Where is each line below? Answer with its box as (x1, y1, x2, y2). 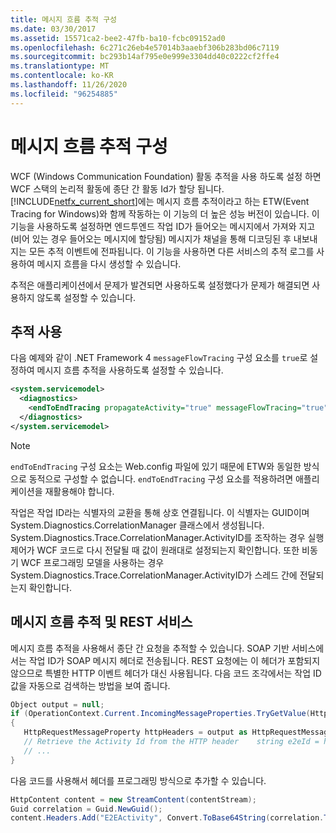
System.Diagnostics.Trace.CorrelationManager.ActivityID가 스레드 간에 (10, 569, 298, 581)
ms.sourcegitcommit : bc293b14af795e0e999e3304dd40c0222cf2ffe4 (10, 52, 280, 62)
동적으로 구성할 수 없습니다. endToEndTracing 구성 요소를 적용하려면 (28, 472, 294, 485)
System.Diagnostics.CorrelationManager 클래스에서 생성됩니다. (10, 519, 265, 531)
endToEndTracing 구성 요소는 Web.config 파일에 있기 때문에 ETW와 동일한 (10, 460, 302, 472)
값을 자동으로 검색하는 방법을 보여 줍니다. (10, 679, 171, 691)
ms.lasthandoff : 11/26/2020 (10, 80, 128, 90)
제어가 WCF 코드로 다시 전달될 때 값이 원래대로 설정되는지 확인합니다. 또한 (10, 544, 300, 556)
